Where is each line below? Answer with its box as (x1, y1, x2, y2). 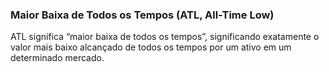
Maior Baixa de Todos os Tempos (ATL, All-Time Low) (10, 8, 275, 22)
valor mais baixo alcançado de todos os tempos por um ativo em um (10, 41, 292, 53)
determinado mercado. (10, 52, 105, 64)
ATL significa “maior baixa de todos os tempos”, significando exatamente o (10, 31, 320, 43)
